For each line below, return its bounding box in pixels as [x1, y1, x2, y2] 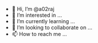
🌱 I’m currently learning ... [11, 18, 75, 24]
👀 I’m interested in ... [11, 12, 62, 19]
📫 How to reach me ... [11, 31, 67, 37]
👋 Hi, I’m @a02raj [11, 6, 55, 12]
